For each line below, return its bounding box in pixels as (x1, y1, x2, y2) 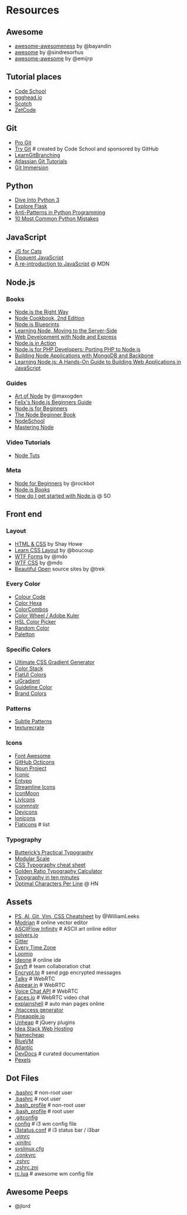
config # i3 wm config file (14, 1120, 77, 1127)
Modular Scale (14, 855, 50, 862)
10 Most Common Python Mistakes (14, 215, 99, 222)
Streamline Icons (14, 783, 56, 790)
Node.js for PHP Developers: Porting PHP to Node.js (14, 345, 141, 353)
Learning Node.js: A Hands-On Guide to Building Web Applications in (14, 358, 182, 365)
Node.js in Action (14, 339, 57, 347)
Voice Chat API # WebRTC (14, 988, 79, 995)
